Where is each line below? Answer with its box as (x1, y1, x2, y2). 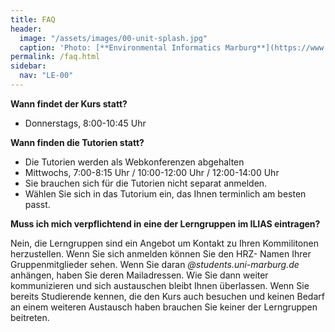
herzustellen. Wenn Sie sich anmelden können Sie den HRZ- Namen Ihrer (10, 247, 312, 260)
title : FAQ (10, 14, 56, 25)
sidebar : (10, 61, 47, 71)
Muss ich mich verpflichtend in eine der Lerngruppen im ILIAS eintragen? (10, 217, 321, 230)
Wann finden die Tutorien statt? (10, 136, 145, 148)
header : (10, 24, 43, 34)
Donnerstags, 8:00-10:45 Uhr (24, 117, 147, 129)
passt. (24, 198, 51, 210)
